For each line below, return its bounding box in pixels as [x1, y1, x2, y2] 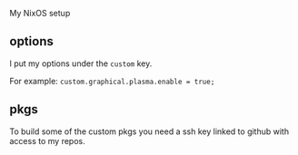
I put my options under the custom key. [9, 58, 153, 69]
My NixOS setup [9, 8, 71, 18]
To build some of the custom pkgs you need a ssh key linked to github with [9, 126, 289, 137]
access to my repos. [9, 135, 85, 146]
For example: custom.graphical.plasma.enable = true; [9, 75, 215, 86]
